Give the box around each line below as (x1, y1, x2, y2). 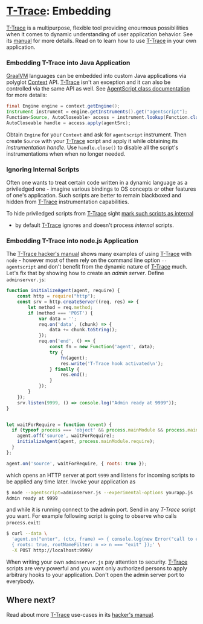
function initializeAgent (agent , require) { (6, 288, 120, 294)
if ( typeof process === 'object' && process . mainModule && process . (11, 427, 188, 433)
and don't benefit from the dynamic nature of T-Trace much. (37, 263, 187, 270)
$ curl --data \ (6, 530, 47, 536)
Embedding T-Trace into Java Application (6, 59, 130, 67)
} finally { (49, 366, 80, 372)
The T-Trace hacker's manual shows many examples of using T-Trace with (6, 250, 192, 258)
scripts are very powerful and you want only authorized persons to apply (6, 564, 187, 571)
